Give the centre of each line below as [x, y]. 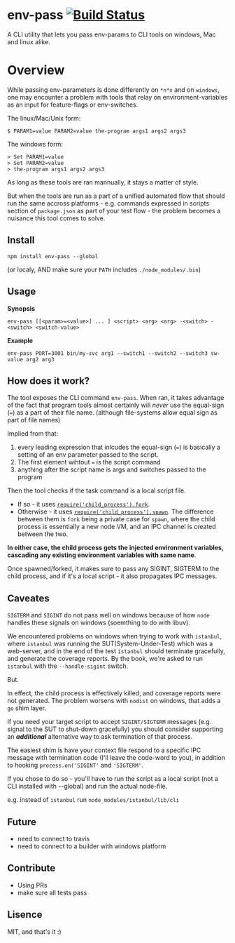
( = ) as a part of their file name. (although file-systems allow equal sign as [113, 413]
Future [22, 822]
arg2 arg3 [40, 359]
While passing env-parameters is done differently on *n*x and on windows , [114, 89]
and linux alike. [29, 41]
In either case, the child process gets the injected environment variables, [115, 548]
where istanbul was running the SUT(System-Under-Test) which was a [110, 644]
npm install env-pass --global [53, 256]
